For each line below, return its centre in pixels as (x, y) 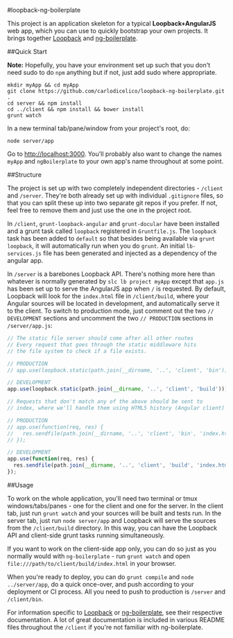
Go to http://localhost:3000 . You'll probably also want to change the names (114, 154)
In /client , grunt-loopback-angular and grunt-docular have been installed (113, 224)
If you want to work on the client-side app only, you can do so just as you (112, 549)
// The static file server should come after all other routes (101, 338)
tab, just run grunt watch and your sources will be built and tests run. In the (114, 513)
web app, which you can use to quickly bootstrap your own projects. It (107, 31)
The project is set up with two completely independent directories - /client (115, 188)
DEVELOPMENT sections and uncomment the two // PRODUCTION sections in (110, 318)
